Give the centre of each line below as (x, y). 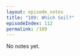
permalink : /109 (27, 29)
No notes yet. (23, 46)
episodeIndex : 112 (29, 23)
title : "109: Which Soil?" (40, 18)
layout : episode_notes (35, 12)
